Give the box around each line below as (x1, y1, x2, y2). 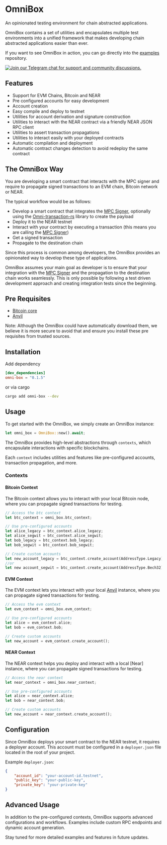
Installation (5, 347, 41, 356)
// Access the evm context (5, 602, 61, 607)
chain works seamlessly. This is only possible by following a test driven (5, 275, 151, 281)
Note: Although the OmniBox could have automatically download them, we (5, 322, 158, 329)
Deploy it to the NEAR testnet (12, 218, 72, 224)
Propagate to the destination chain (12, 240, 83, 246)
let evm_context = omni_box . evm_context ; (5, 607, 92, 612)
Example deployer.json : (5, 759, 55, 765)
